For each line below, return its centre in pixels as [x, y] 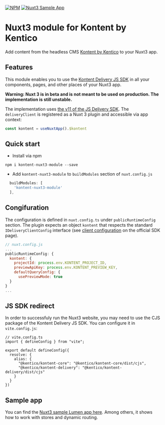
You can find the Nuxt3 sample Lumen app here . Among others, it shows [79, 412]
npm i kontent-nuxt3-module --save [42, 165]
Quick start [23, 144]
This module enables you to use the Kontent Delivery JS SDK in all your [77, 79]
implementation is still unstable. [39, 99]
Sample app [24, 400]
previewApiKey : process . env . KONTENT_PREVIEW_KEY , [66, 268]
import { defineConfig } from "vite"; [45, 342]
